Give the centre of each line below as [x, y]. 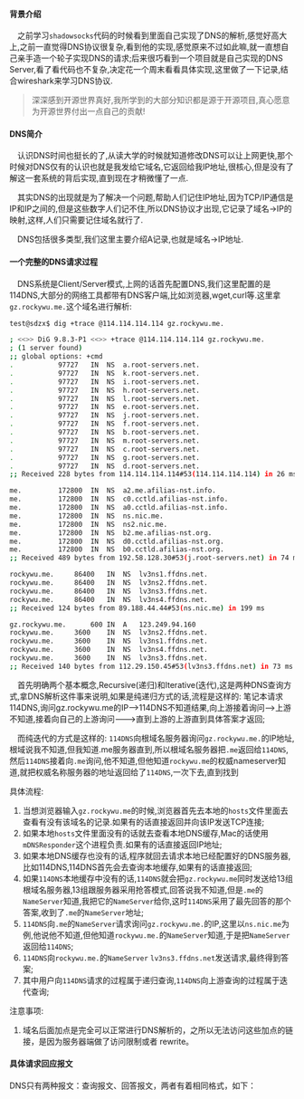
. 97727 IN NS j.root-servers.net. [105, 416]
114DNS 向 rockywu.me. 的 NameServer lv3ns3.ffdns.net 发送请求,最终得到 [152, 957]
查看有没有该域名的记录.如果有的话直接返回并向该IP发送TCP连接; [143, 822]
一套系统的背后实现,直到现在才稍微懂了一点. [107, 178]
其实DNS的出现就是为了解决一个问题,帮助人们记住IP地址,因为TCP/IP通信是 [156, 197]
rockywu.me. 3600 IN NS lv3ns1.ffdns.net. [109, 641]
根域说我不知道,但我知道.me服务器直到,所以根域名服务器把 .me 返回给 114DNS [148, 749]
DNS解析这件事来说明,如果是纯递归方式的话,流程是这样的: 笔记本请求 [155, 696]
